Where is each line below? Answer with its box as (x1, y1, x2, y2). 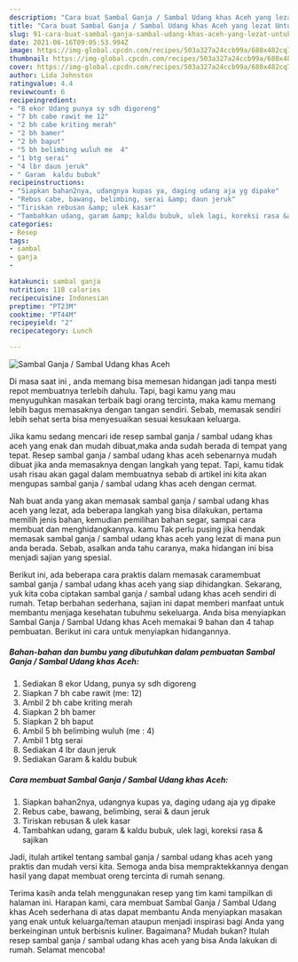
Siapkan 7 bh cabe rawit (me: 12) (21, 687, 143, 698)
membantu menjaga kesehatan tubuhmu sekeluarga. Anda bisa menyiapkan (9, 607, 286, 618)
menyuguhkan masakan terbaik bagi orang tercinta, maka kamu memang (9, 395, 276, 405)
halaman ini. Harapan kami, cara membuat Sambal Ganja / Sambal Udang (9, 897, 277, 908)
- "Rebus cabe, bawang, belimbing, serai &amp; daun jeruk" (9, 195, 237, 204)
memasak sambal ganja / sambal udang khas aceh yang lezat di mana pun (9, 533, 281, 543)
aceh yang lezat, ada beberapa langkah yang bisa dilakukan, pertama (9, 505, 263, 516)
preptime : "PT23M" (9, 301, 77, 311)
